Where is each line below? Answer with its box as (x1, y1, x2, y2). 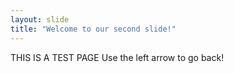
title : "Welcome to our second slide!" (10, 24, 177, 34)
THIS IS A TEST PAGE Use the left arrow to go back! (10, 51, 225, 63)
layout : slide (10, 14, 70, 25)
